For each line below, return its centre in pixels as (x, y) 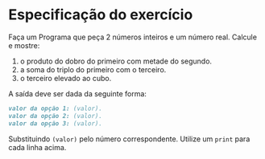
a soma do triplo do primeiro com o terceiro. (93, 69)
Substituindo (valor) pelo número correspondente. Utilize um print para (129, 139)
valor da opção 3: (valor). (56, 123)
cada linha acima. (37, 147)
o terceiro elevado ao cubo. (66, 78)
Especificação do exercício (101, 15)
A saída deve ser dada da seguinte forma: (78, 93)
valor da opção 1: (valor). (56, 108)
